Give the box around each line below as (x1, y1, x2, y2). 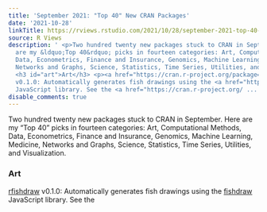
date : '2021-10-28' (8, 19, 73, 27)
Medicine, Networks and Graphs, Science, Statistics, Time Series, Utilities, (8, 140, 252, 149)
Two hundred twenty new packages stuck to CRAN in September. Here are (8, 114, 253, 124)
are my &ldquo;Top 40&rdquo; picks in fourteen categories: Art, (15, 48, 237, 56)
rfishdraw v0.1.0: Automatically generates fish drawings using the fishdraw (8, 186, 253, 195)
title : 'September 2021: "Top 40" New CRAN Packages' (8, 11, 191, 20)
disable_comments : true (8, 93, 87, 101)
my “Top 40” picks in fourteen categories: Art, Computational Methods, (8, 123, 242, 133)
